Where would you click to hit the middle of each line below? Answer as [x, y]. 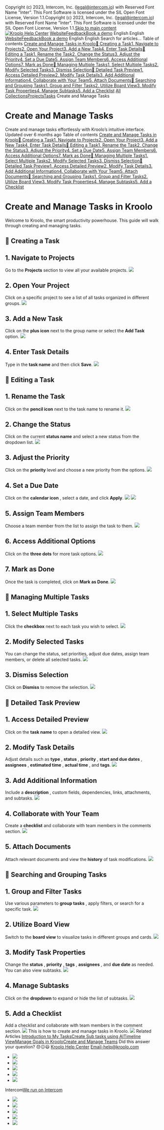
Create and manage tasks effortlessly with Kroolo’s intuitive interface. [75, 129]
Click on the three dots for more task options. [51, 554]
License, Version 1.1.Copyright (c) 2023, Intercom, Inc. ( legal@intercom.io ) [80, 17]
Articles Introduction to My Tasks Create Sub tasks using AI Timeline [73, 1037]
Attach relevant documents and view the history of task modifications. [76, 859]
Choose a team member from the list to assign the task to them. [69, 526]
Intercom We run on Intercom [34, 1090]
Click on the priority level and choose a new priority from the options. [75, 470]
